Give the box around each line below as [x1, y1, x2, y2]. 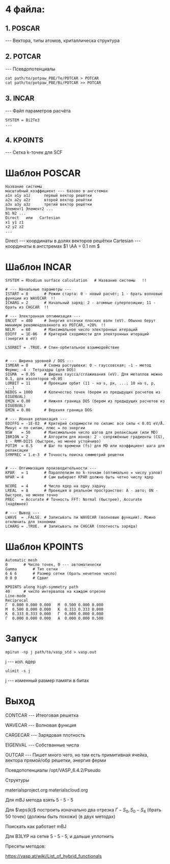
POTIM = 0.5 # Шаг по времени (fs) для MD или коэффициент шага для [5, 443, 165, 449]
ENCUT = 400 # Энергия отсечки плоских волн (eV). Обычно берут [5, 318, 156, 323]
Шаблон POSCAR [5, 167, 81, 179]
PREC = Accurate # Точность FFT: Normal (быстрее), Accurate [5, 497, 143, 502]
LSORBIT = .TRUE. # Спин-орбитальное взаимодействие [5, 345, 120, 351]
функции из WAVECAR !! [5, 296, 56, 301]
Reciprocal [5, 598, 29, 603]
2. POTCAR [5, 52, 41, 61]
